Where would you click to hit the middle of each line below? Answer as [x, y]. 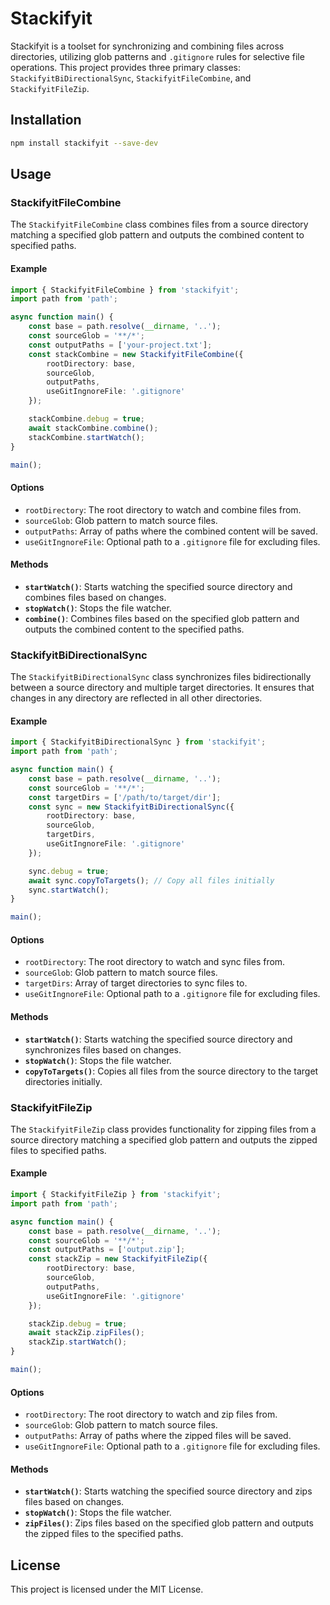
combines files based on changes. [95, 597]
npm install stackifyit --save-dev [84, 143]
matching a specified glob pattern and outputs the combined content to [157, 235]
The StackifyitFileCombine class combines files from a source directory [159, 224]
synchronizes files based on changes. [103, 1049]
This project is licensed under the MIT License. [107, 1589]
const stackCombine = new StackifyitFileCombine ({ [136, 354]
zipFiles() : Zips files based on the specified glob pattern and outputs [169, 1523]
